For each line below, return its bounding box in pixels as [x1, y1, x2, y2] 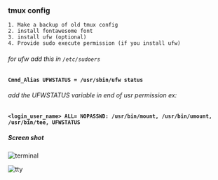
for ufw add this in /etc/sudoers [8, 55, 101, 63]
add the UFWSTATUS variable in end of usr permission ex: [8, 91, 177, 99]
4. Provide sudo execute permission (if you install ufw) [8, 40, 181, 47]
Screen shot [8, 134, 44, 142]
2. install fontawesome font [8, 27, 93, 35]
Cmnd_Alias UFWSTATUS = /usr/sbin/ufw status [8, 76, 143, 83]
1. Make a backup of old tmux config [8, 22, 118, 29]
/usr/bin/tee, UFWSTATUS [8, 118, 81, 126]
